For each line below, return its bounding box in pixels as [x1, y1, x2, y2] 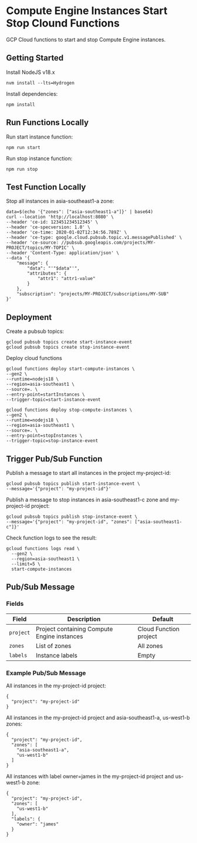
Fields [6, 600, 24, 608]
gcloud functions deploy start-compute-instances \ [6, 366, 135, 372]
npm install [6, 102, 35, 107]
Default [152, 615, 174, 623]
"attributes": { [27, 271, 67, 276]
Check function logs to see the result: [6, 534, 97, 541]
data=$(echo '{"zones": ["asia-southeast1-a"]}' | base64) [6, 209, 154, 215]
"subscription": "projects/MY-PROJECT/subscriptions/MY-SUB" [16, 291, 169, 297]
